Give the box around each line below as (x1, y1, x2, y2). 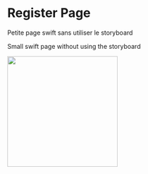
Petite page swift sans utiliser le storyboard (7, 28, 133, 37)
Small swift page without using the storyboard (7, 42, 141, 50)
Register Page (7, 5, 91, 21)
